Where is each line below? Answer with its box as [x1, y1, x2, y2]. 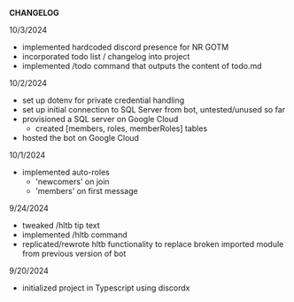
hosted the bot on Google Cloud [21, 133, 140, 143]
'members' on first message [35, 186, 139, 196]
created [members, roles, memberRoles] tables [35, 123, 208, 134]
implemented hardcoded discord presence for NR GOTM [21, 42, 229, 52]
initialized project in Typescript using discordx [21, 283, 190, 293]
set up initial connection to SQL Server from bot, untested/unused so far [21, 105, 286, 114]
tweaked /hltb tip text [21, 221, 100, 230]
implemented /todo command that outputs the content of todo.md [21, 61, 263, 71]
